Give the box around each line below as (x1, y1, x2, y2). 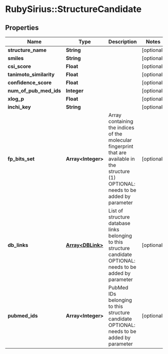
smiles (7, 55, 24, 61)
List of (108, 207, 123, 214)
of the (108, 130, 122, 137)
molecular (108, 136, 132, 143)
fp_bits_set (7, 155, 35, 162)
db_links (7, 241, 28, 248)
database (108, 220, 131, 226)
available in (108, 155, 135, 162)
